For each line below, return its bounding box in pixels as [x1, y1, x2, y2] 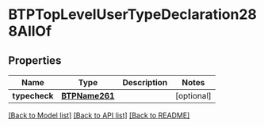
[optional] [174, 91, 212, 101]
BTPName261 [61, 91, 115, 101]
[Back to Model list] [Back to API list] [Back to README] [8, 110, 190, 120]
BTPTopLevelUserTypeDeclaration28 [8, 6, 258, 24]
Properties [8, 54, 62, 67]
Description [122, 77, 168, 88]
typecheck [12, 91, 54, 101]
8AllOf [8, 22, 52, 40]
